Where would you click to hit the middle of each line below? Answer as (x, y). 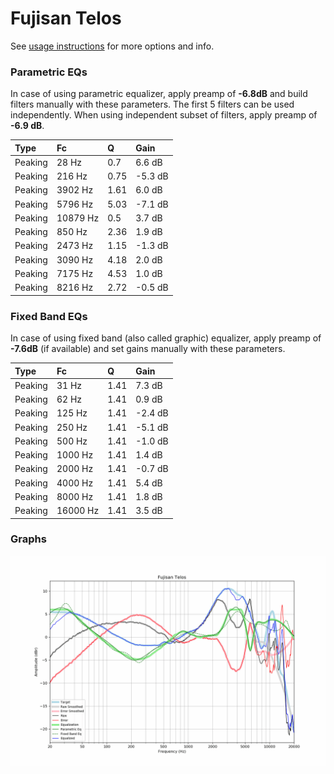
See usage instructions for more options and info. (112, 46)
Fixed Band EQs (49, 316)
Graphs (28, 539)
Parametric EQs (49, 72)
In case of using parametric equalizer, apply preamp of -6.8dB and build (159, 94)
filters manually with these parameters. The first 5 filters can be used (152, 104)
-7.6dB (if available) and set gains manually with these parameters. (148, 349)
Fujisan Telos (66, 18)
